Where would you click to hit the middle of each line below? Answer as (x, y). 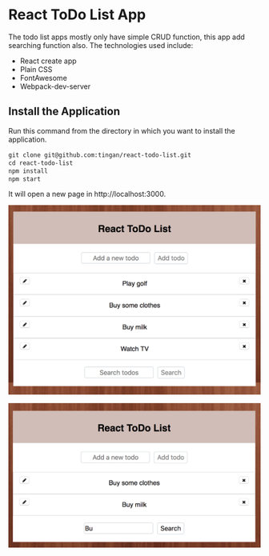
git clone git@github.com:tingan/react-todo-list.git (100, 155)
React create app (48, 61)
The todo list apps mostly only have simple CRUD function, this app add (127, 37)
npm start (25, 179)
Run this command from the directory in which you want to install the (122, 130)
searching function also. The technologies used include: (101, 45)
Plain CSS (36, 69)
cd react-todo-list (41, 163)
